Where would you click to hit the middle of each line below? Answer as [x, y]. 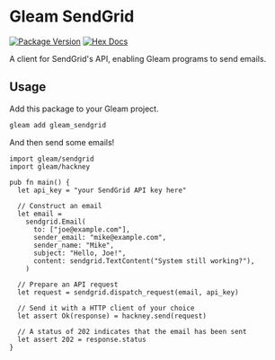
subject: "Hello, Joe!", [80, 253]
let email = [40, 214]
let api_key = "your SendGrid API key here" [102, 190]
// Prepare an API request [68, 285]
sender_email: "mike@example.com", [100, 237]
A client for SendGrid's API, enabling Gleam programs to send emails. [138, 58]
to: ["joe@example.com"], [81, 229]
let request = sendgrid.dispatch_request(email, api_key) [129, 292]
